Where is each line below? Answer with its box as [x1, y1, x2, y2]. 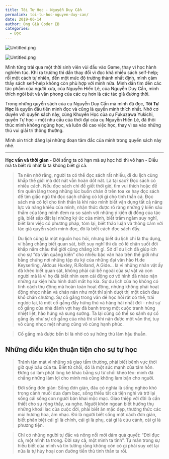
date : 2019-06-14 [5, 17, 42, 22]
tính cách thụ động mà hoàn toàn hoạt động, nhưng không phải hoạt [17, 284, 159, 290]
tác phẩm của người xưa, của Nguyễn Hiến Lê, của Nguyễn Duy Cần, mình [5, 86, 159, 91]
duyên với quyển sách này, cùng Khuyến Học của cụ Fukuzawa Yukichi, [5, 111, 154, 117]
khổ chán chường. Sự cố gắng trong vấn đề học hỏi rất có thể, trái [17, 294, 154, 300]
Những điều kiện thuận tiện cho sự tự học [5, 346, 137, 354]
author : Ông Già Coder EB [5, 21, 59, 27]
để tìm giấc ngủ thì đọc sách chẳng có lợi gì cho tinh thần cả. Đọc [17, 193, 153, 200]
